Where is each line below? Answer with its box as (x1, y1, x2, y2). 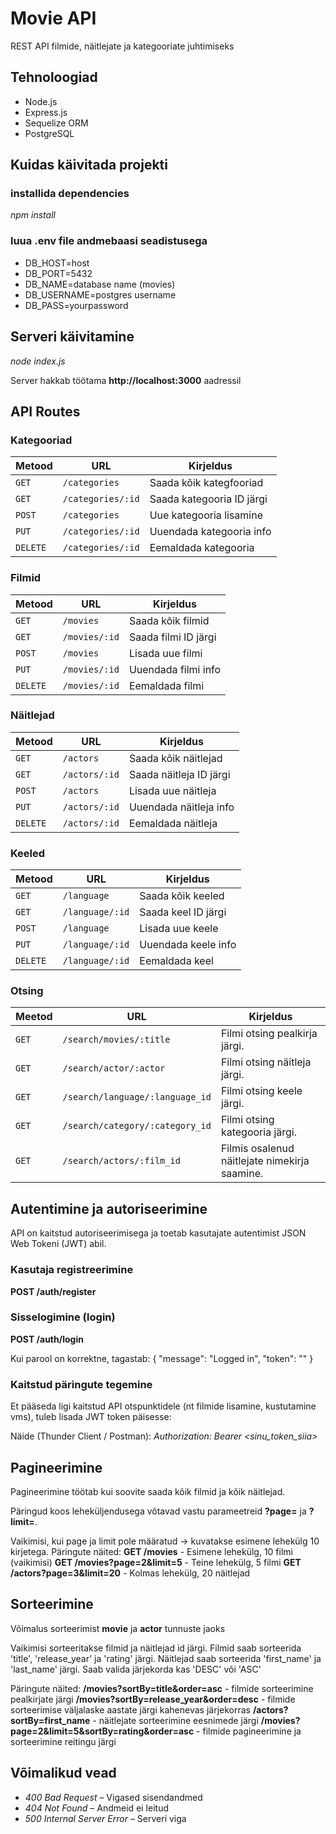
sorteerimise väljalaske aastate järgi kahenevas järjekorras (10, 1703, 251, 1716)
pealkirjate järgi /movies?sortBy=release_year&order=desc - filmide (10, 1693, 296, 1705)
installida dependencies (10, 187, 130, 201)
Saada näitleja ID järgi (128, 767, 231, 781)
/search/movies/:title (62, 1034, 171, 1046)
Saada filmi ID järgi (128, 630, 217, 644)
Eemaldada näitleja (128, 816, 218, 830)
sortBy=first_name (10, 1714, 91, 1726)
